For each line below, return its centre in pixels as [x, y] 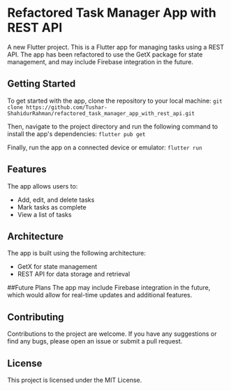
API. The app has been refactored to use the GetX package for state [105, 54]
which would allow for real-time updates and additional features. [100, 295]
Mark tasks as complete [52, 207]
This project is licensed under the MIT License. [75, 380]
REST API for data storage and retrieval [74, 274]
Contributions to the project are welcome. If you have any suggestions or [112, 334]
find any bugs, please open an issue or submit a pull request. [95, 341]
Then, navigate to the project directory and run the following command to [113, 126]
